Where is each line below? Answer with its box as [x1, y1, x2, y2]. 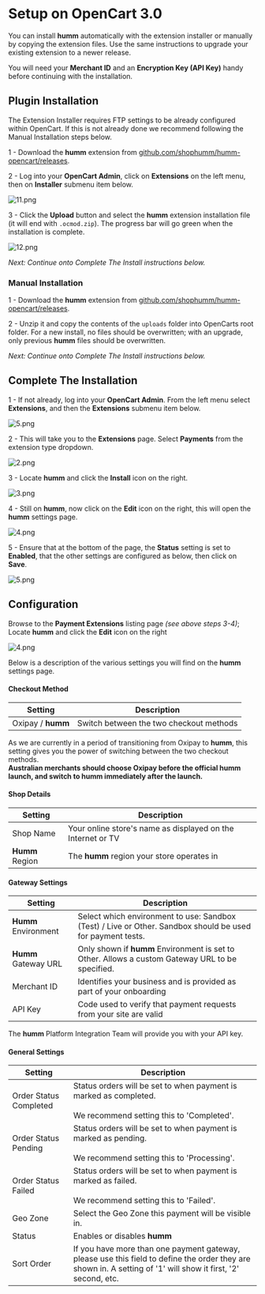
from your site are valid [77, 1009, 163, 1020]
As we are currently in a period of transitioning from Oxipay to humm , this [8, 738, 248, 747]
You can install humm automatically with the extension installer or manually [8, 31, 253, 40]
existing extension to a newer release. [8, 47, 132, 57]
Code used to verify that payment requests [77, 999, 237, 1010]
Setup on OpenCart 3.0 [8, 5, 163, 23]
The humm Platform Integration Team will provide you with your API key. [8, 1029, 244, 1039]
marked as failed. [73, 1175, 137, 1186]
